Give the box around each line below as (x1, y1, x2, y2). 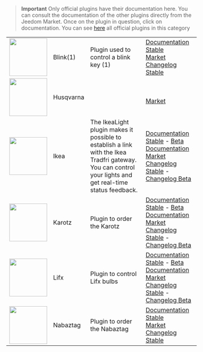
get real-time (90, 178, 128, 187)
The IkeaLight (90, 118, 129, 126)
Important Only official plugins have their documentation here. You (21, 5, 188, 12)
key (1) (90, 60, 111, 69)
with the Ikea (90, 148, 127, 156)
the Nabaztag (90, 325, 129, 333)
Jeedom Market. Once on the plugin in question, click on (21, 18, 163, 25)
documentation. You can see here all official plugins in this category (21, 24, 190, 31)
